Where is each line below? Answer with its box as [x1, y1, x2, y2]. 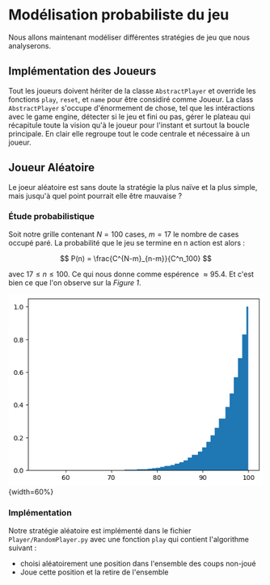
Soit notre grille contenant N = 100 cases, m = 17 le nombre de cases [8, 229, 239, 239]
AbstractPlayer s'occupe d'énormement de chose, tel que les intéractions [8, 103, 255, 112]
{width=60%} [8, 487, 54, 497]
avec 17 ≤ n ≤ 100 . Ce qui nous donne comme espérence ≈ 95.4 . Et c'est [8, 269, 255, 279]
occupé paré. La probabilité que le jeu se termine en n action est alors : [8, 238, 245, 247]
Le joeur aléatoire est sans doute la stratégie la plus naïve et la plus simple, [8, 182, 258, 191]
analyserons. [8, 40, 51, 50]
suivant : [8, 543, 37, 553]
